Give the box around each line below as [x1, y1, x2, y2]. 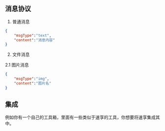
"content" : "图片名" [14, 81, 52, 86]
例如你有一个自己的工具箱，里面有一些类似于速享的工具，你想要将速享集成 [5, 114, 156, 120]
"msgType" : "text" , [14, 33, 52, 38]
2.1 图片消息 [5, 62, 29, 68]
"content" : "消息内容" [14, 37, 55, 43]
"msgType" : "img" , [14, 77, 50, 81]
